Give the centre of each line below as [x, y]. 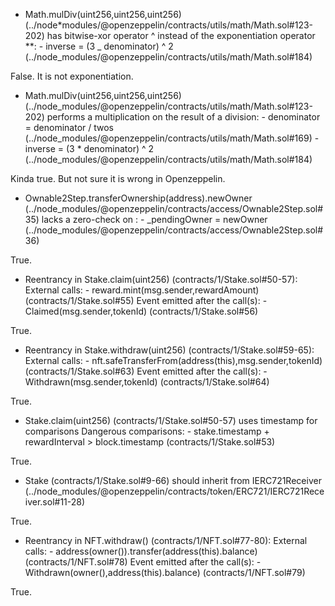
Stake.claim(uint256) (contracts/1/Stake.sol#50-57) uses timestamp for [171, 420]
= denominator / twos [69, 127]
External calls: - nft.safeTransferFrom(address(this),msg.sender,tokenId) [173, 360]
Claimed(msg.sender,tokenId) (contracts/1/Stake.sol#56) [141, 311]
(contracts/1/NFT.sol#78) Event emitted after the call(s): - [143, 562]
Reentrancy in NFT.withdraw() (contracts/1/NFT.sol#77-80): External [166, 540]
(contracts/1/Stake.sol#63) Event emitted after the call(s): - [146, 371]
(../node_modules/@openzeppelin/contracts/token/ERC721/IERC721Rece [174, 491]
